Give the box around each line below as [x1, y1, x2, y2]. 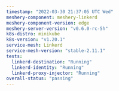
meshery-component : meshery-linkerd [6, 14, 97, 20]
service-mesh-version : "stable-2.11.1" [6, 48, 106, 54]
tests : [6, 53, 23, 59]
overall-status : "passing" [6, 75, 74, 81]
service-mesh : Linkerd [6, 43, 63, 48]
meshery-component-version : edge [6, 20, 90, 26]
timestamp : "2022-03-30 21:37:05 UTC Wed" [6, 8, 114, 15]
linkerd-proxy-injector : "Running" [11, 70, 100, 76]
